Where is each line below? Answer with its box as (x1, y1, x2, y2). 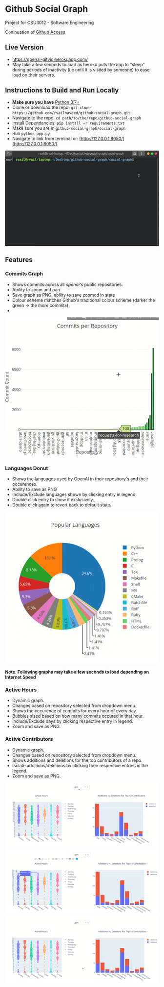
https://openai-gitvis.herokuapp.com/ (12, 56, 88, 62)
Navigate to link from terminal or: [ (12, 136, 82, 141)
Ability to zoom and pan (12, 286, 60, 292)
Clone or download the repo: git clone (12, 104, 91, 110)
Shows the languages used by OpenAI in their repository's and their (12, 476, 148, 482)
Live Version (5, 43, 44, 52)
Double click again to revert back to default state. (12, 502, 111, 508)
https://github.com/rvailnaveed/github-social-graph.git (12, 110, 131, 116)
